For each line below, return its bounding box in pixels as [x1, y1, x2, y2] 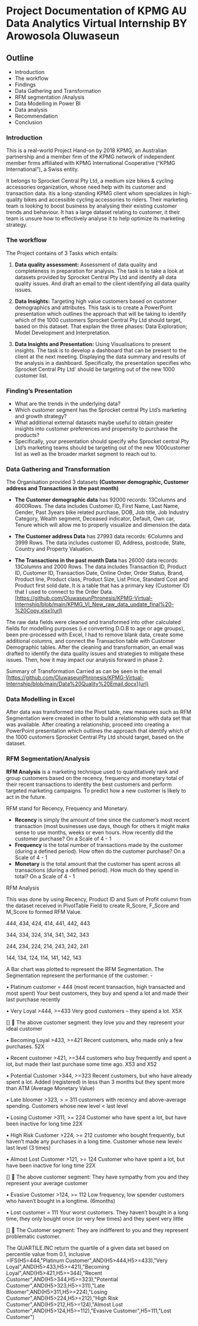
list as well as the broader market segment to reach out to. [14, 450, 157, 457]
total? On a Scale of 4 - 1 [14, 872, 75, 879]
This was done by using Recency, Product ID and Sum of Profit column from [6, 895, 191, 903]
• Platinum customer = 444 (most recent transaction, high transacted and [6, 983, 186, 990]
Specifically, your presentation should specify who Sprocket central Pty [14, 438, 189, 445]
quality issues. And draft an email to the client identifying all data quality [14, 280, 190, 287]
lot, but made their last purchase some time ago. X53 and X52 [6, 1060, 157, 1068]
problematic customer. [6, 1233, 61, 1240]
